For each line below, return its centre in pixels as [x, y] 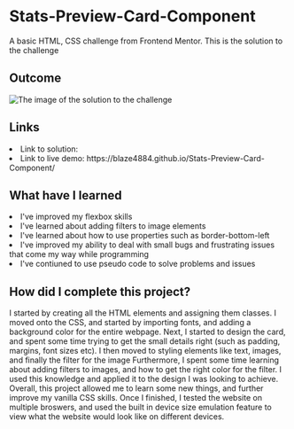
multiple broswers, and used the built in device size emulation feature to [140, 407]
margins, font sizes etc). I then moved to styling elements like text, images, [145, 351]
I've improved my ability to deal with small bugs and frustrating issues [148, 245]
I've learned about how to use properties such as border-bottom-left [145, 236]
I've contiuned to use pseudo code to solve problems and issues [138, 264]
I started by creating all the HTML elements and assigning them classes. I [143, 313]
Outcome [35, 78]
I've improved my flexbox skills [77, 217]
